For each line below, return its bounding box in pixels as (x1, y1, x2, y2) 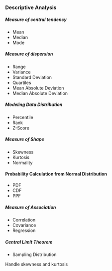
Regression (12, 227, 36, 233)
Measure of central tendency (5, 16, 67, 22)
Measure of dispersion (5, 51, 53, 57)
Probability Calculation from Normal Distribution (5, 171, 108, 177)
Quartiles (12, 79, 31, 85)
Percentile (12, 114, 33, 120)
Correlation (12, 216, 36, 222)
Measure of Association (5, 204, 56, 210)
